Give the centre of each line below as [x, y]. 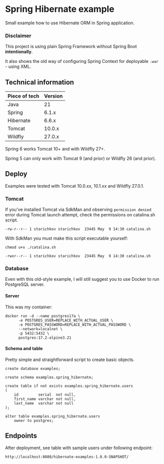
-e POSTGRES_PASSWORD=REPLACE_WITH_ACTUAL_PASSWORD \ [75, 325]
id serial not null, [45, 395]
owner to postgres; [34, 420]
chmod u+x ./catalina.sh [31, 248]
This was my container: [29, 307]
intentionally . [19, 52]
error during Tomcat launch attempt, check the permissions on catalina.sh [80, 215]
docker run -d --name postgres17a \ [43, 316]
